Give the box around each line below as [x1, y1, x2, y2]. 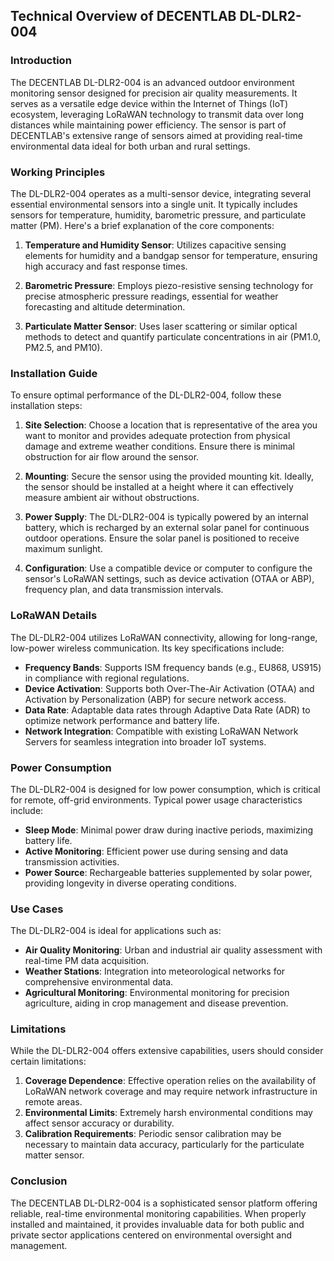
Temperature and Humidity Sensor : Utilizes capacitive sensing [24, 239, 287, 251]
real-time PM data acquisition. [24, 955, 150, 967]
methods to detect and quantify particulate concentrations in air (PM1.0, [24, 330, 322, 343]
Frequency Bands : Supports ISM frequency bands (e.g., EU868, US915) [24, 661, 322, 673]
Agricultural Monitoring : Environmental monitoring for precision [24, 987, 290, 999]
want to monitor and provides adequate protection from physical [24, 430, 291, 442]
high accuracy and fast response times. [24, 260, 188, 272]
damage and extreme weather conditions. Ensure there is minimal [24, 440, 296, 453]
